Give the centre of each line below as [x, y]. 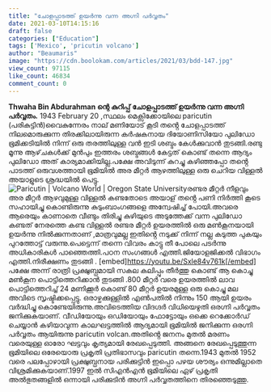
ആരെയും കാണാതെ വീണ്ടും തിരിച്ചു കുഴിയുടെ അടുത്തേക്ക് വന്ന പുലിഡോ [125, 216]
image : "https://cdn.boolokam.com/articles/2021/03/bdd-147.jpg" [121, 61]
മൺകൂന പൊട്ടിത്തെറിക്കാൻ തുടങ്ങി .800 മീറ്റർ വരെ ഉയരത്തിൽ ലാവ [121, 279]
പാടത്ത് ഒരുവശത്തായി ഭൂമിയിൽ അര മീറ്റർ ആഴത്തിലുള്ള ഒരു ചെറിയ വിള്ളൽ [135, 170]
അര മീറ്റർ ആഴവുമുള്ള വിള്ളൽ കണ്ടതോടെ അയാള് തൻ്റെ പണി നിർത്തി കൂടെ [134, 197]
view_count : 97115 [39, 69]
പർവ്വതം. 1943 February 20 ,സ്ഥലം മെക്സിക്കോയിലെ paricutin [110, 116]
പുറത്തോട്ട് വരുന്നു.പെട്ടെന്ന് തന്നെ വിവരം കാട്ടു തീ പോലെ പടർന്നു [117, 242]
